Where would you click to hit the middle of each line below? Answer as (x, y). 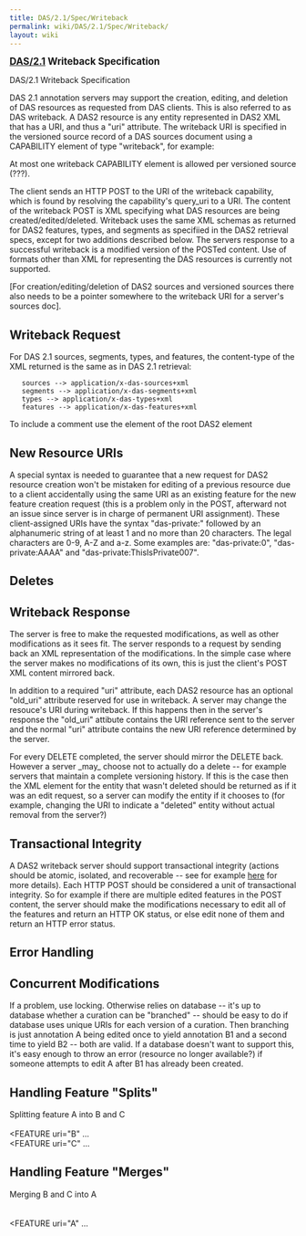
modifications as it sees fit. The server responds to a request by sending (146, 644)
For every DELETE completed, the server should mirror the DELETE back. (147, 757)
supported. (30, 269)
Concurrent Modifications (85, 984)
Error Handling (51, 953)
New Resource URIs (66, 453)
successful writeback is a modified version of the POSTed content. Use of (148, 250)
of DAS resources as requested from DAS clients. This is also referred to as (150, 108)
